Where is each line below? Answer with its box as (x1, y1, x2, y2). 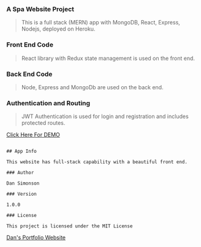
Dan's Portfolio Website (6, 234, 66, 241)
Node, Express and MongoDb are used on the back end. (21, 83, 164, 90)
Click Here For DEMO (6, 131, 60, 139)
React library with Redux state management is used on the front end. (21, 54, 195, 62)
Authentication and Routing (6, 98, 91, 107)
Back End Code (6, 70, 53, 78)
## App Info (6, 149, 37, 155)
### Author (6, 170, 34, 176)
